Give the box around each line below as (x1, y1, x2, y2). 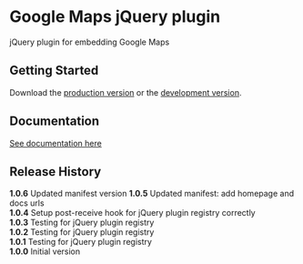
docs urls (9, 198, 45, 208)
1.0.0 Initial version (9, 246, 81, 257)
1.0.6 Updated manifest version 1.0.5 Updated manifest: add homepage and (9, 188, 294, 199)
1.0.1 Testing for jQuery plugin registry (9, 237, 153, 248)
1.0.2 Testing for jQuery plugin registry (9, 227, 155, 238)
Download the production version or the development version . (9, 86, 242, 97)
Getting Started (9, 63, 99, 78)
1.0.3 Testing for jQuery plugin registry (9, 217, 155, 228)
